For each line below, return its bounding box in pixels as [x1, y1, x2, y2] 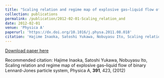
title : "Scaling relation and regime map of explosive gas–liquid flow [5, 7, 154, 12]
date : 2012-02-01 [5, 20, 41, 26]
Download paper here [5, 47, 49, 54]
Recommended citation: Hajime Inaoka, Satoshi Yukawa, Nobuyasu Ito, [5, 57, 147, 63]
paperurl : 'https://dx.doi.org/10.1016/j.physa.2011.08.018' [5, 30, 132, 35]
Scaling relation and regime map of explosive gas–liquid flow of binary [5, 62, 146, 68]
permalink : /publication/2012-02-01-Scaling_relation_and [5, 16, 125, 21]
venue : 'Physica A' [5, 25, 45, 30]
